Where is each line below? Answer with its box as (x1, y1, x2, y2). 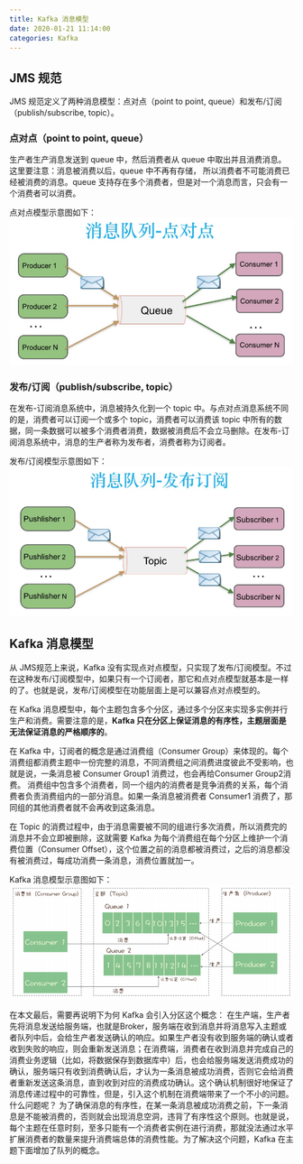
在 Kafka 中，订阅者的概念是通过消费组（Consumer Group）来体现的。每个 (9, 745, 289, 756)
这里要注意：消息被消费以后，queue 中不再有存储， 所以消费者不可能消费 (9, 165, 282, 176)
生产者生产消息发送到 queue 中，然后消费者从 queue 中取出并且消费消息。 (9, 154, 287, 165)
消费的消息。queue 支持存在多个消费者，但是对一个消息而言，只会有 (24, 177, 280, 188)
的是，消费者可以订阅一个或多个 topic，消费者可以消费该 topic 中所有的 (9, 414, 275, 425)
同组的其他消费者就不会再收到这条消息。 (9, 801, 160, 812)
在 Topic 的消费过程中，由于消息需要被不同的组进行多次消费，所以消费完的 (9, 821, 288, 832)
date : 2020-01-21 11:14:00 (9, 23, 111, 33)
